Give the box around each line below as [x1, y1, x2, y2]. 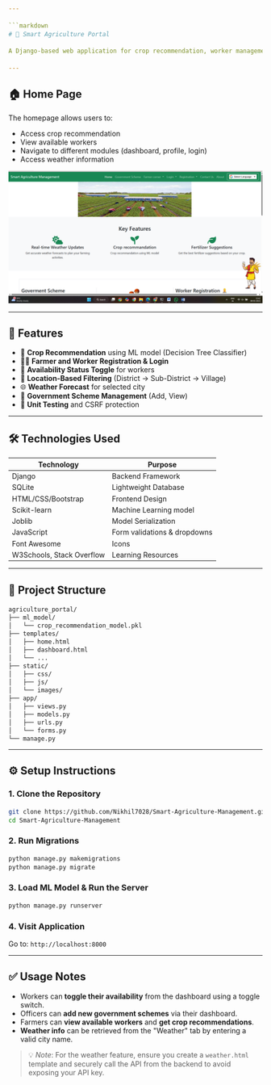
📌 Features [8, 327, 64, 341]
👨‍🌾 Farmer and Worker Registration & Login [19, 356, 169, 367]
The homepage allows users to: [8, 113, 113, 123]
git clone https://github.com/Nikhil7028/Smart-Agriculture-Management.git [8, 807, 269, 815]
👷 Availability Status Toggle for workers [19, 365, 155, 375]
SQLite [11, 483, 35, 492]
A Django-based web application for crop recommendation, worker [8, 47, 232, 56]
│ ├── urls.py [8, 718, 63, 727]
